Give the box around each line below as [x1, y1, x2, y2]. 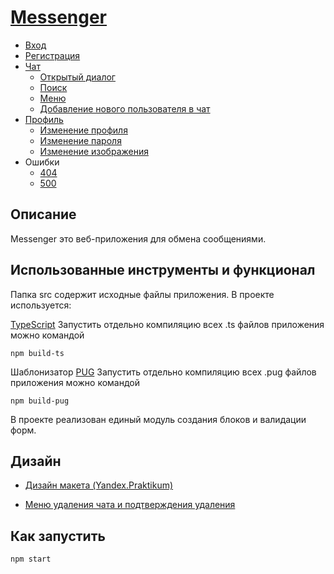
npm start [10, 554, 52, 565]
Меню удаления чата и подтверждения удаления [24, 499, 236, 511]
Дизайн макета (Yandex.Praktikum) [24, 479, 174, 491]
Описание [10, 206, 77, 223]
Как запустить [10, 527, 106, 545]
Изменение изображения [39, 145, 149, 157]
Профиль [24, 113, 64, 125]
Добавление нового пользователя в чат [39, 102, 211, 115]
